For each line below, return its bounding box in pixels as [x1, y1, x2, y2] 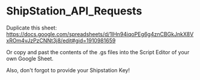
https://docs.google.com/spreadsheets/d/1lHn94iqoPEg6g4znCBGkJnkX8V [6, 30, 194, 37]
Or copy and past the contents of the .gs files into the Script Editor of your [6, 48, 190, 55]
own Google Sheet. [6, 55, 54, 62]
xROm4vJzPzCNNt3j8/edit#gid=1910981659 [6, 37, 116, 44]
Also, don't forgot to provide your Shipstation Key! [6, 66, 130, 73]
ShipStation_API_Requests [6, 4, 142, 18]
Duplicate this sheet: [6, 24, 57, 31]
